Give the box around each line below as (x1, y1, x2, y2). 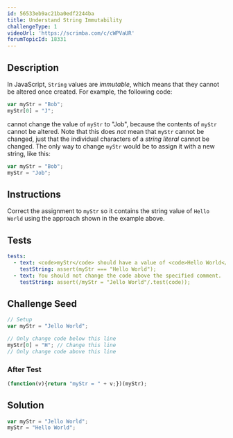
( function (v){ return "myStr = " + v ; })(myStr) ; (7, 380, 148, 387)
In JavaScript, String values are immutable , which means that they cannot (7, 80, 220, 88)
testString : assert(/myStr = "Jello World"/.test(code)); (19, 278, 191, 285)
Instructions (7, 188, 61, 200)
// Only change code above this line (7, 348, 116, 355)
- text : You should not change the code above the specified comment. (13, 272, 222, 279)
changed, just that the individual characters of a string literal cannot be (7, 135, 210, 143)
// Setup (7, 317, 33, 323)
